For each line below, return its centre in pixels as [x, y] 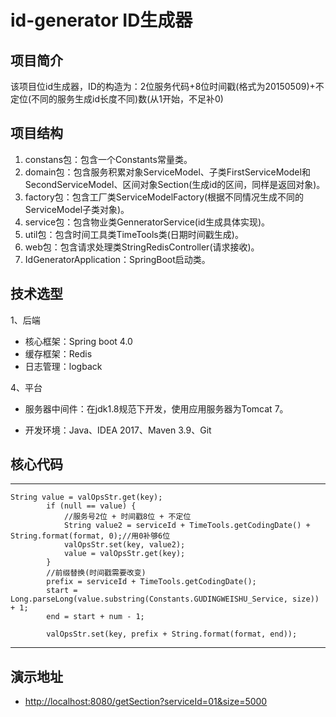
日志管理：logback [63, 366]
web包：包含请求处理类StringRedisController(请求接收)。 [142, 247]
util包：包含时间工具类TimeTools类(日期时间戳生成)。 [134, 234]
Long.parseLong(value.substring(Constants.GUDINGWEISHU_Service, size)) [165, 599]
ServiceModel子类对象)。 [77, 209]
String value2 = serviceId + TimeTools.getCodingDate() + [187, 526]
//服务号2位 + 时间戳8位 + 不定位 [127, 517]
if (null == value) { [91, 506]
